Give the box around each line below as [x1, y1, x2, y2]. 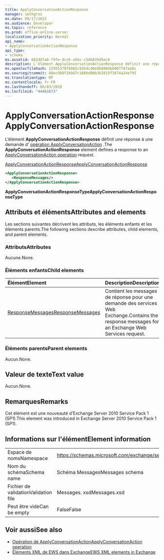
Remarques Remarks [5, 397, 68, 406]
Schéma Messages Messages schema [57, 469, 144, 476]
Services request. [104, 331, 145, 337]
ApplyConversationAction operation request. [5, 152, 95, 158]
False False [57, 506, 82, 513]
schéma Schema [7, 469, 45, 476]
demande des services [104, 300, 158, 307]
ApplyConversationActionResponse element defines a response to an [5, 147, 148, 153]
